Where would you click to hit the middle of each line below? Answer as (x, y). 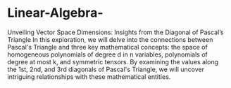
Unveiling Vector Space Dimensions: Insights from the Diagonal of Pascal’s (115, 32)
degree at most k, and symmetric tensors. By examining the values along (113, 61)
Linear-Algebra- (55, 13)
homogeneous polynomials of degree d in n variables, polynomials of (107, 54)
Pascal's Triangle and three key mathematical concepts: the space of (107, 47)
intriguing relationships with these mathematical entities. (89, 76)
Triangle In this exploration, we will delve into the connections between (110, 39)
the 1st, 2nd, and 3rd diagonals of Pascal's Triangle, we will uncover (106, 69)
